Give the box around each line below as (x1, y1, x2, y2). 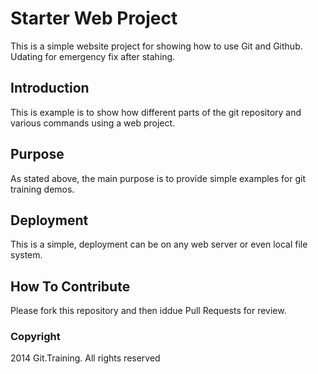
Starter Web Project (10, 7, 178, 30)
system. (10, 249, 43, 261)
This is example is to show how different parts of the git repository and (10, 106, 302, 118)
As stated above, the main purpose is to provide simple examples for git (10, 172, 307, 184)
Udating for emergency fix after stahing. (10, 50, 176, 62)
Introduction (10, 80, 90, 97)
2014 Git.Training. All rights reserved (10, 352, 161, 364)
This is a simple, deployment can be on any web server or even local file (10, 238, 308, 251)
